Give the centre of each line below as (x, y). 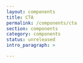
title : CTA (20, 17)
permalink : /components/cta (42, 23)
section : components (32, 28)
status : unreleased (31, 40)
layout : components (31, 12)
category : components (34, 34)
